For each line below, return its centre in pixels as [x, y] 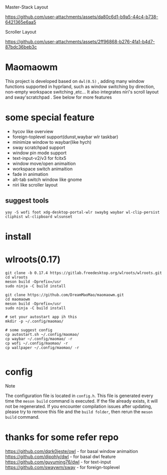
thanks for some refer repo [62, 438]
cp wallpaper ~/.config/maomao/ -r [42, 348]
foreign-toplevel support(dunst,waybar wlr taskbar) [65, 137]
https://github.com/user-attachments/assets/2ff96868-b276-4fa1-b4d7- [80, 42]
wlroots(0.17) [33, 260]
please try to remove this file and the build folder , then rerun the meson [79, 412]
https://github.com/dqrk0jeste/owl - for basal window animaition [72, 451]
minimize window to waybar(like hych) [52, 142]
